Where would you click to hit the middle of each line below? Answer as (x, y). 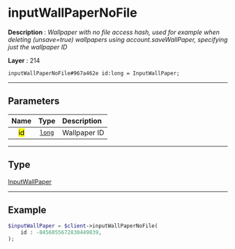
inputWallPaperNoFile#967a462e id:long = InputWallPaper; (94, 73)
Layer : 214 (24, 60)
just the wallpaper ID (38, 47)
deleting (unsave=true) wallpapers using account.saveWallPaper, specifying (118, 39)
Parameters (34, 101)
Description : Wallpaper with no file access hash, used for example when (114, 32)
